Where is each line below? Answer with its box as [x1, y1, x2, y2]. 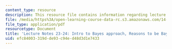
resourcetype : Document [5, 27, 56, 32]
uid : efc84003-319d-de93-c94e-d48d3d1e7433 [5, 36, 100, 41]
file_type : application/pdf [5, 21, 66, 27]
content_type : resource [5, 7, 56, 13]
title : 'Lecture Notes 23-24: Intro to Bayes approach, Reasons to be [5, 31, 159, 36]
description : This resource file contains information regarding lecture [5, 12, 166, 17]
